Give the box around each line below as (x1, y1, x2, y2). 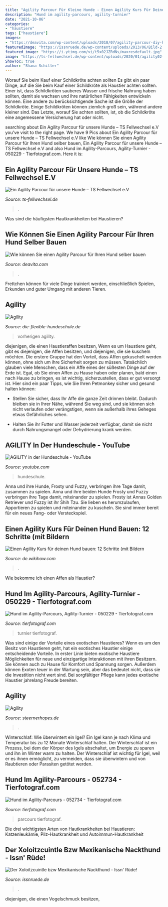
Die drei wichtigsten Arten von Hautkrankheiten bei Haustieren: (5, 826, 135, 832)
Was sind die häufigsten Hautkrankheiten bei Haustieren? (5, 215, 123, 221)
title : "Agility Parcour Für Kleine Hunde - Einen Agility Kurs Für (5, 7, 151, 13)
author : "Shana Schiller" (5, 63, 59, 68)
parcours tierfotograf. (17, 816, 62, 822)
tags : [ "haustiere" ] (5, 31, 48, 36)
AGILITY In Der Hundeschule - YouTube (5, 441, 130, 449)
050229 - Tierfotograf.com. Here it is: (5, 151, 83, 157)
